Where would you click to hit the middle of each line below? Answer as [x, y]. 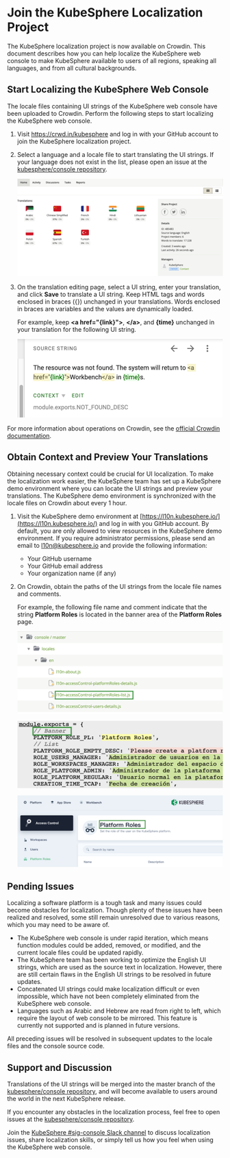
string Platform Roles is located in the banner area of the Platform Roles [119, 614]
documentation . [29, 435]
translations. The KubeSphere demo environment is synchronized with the [112, 496]
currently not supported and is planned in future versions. [98, 1026]
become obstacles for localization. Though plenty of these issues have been [115, 910]
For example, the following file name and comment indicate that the [112, 607]
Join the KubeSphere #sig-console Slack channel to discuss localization [109, 1132]
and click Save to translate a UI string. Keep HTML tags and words [111, 294]
